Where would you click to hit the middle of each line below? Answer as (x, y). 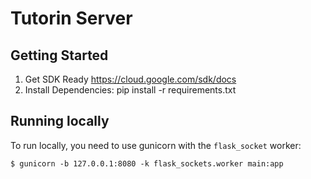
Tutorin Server (71, 18)
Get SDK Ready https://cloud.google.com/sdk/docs (130, 79)
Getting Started (59, 55)
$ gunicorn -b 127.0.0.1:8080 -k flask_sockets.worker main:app (147, 163)
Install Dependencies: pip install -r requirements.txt (130, 90)
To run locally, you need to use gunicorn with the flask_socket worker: (156, 145)
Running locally (60, 121)
